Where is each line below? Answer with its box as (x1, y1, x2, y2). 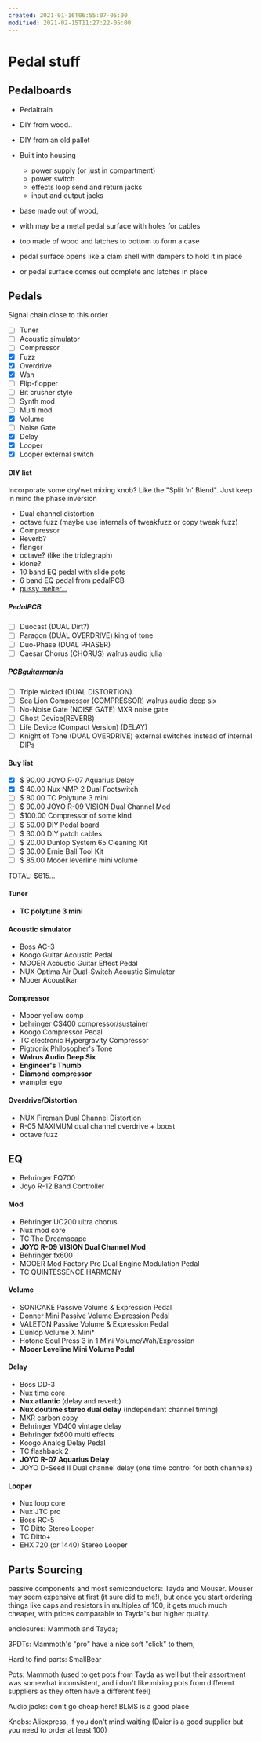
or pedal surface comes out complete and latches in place (19, 266, 208, 276)
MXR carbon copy (19, 1413, 78, 1422)
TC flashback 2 (19, 1447, 69, 1456)
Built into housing (19, 150, 76, 159)
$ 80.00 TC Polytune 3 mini (19, 793, 108, 803)
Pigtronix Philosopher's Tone (19, 1044, 113, 1053)
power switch (31, 174, 75, 183)
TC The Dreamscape (19, 1234, 87, 1243)
